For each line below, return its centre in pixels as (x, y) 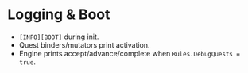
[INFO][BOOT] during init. (59, 36)
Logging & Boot (59, 15)
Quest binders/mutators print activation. (84, 44)
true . (27, 62)
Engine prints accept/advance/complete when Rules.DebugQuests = (129, 53)
